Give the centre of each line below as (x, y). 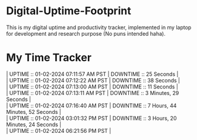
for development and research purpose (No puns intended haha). (86, 33)
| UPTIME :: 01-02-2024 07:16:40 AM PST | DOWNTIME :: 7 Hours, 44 (91, 106)
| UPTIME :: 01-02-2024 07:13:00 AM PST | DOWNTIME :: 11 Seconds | (92, 87)
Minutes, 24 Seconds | (34, 124)
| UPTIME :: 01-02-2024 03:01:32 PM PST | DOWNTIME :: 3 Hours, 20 (91, 118)
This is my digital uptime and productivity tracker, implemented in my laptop (99, 27)
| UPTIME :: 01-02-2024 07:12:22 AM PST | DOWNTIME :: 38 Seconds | (93, 80)
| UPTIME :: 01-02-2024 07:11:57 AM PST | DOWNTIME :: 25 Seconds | (93, 74)
